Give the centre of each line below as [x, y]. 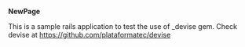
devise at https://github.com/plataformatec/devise [90, 35]
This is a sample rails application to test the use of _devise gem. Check [123, 26]
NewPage [24, 11]
